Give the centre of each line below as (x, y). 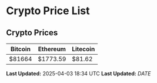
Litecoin (83, 49)
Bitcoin (21, 49)
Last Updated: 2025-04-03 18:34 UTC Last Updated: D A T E (78, 74)
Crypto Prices (32, 33)
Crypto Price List (48, 11)
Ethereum (52, 49)
